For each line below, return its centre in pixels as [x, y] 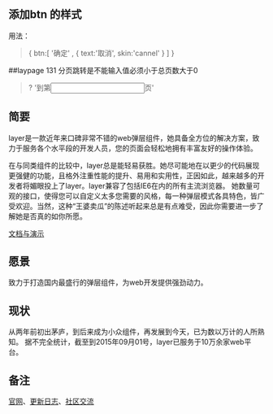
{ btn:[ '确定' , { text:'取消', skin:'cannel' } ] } [101, 53]
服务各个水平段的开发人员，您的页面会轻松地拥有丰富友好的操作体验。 [140, 148]
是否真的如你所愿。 [54, 216]
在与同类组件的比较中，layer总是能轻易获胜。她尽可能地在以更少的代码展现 [134, 165]
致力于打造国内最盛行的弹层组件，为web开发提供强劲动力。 [108, 282]
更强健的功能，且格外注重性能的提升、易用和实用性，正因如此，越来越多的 [133, 175]
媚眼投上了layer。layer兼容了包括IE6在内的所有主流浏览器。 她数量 [141, 185]
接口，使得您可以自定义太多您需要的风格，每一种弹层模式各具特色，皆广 [143, 196]
